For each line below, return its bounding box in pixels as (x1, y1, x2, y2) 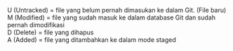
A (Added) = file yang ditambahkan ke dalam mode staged (7, 36, 177, 44)
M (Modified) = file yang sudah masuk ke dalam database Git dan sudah (7, 13, 216, 22)
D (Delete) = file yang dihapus (7, 28, 94, 36)
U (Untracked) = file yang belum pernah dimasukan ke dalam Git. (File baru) (7, 6, 227, 14)
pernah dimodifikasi (7, 21, 65, 29)
